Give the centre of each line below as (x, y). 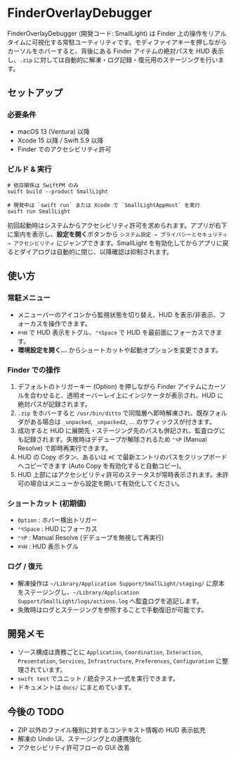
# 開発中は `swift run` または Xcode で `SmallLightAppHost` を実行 (104, 205)
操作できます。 (70, 323)
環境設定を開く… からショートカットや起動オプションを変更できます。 (120, 349)
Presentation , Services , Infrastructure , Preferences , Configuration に (120, 661)
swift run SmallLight (39, 211)
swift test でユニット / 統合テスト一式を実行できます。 (98, 678)
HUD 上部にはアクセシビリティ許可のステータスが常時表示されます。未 (120, 474)
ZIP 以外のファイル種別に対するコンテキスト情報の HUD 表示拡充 (111, 730)
